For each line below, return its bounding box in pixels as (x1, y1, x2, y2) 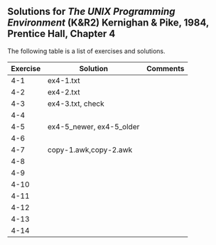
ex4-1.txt (47, 75, 80, 85)
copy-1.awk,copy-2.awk (47, 145, 133, 155)
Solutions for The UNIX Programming (7, 6, 175, 18)
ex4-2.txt (47, 87, 80, 97)
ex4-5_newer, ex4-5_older (47, 121, 140, 131)
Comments (146, 63, 185, 73)
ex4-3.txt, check (47, 99, 104, 109)
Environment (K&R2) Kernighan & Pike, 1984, (7, 17, 210, 29)
